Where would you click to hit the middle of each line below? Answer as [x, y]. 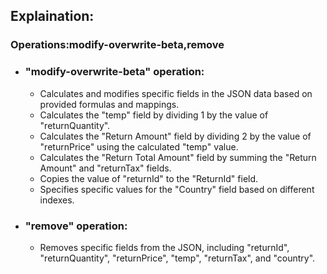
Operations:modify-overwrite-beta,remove [117, 45]
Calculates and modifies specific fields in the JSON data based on [176, 93]
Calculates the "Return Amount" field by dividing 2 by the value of [175, 136]
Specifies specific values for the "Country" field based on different [177, 189]
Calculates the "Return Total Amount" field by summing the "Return [178, 157]
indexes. [57, 200]
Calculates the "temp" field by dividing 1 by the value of [154, 115]
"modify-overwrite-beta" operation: [114, 72]
